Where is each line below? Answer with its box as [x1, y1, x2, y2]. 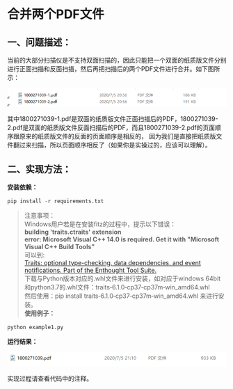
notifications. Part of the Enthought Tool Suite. [24, 266, 157, 274]
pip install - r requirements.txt [7, 198, 104, 205]
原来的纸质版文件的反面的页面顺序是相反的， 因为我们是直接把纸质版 [19, 132, 216, 141]
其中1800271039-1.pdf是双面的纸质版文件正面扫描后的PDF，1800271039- [7, 115, 218, 123]
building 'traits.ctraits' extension [24, 228, 122, 236]
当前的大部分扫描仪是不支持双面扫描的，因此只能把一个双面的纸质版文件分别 [7, 56, 227, 64]
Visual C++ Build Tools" [24, 242, 95, 251]
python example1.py [7, 324, 64, 331]
